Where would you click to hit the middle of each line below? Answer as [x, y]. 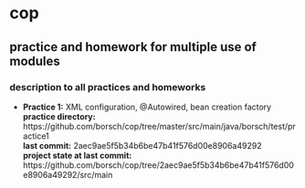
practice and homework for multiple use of [133, 47]
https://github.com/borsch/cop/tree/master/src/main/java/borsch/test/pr [159, 126]
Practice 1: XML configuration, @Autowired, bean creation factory [147, 107]
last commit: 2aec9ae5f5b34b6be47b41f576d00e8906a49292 [142, 145]
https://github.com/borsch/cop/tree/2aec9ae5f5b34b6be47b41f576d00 [158, 165]
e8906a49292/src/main [68, 174]
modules [35, 61]
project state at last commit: [77, 155]
